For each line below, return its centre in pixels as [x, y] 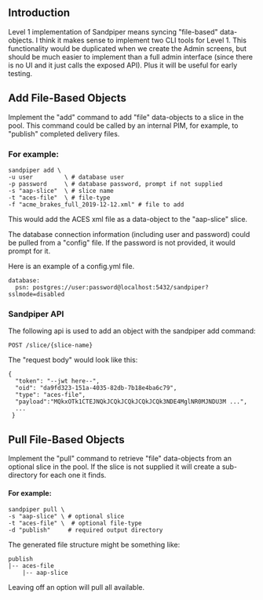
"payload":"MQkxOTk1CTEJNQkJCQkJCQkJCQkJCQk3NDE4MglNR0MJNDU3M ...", [131, 402]
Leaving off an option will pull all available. [77, 587]
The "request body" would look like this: [73, 360]
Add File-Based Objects [68, 98]
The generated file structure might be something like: [94, 545]
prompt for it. [29, 251]
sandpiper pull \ [37, 510]
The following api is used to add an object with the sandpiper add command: [132, 331]
